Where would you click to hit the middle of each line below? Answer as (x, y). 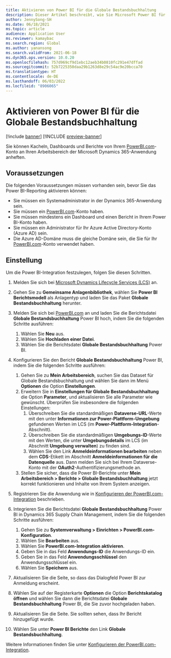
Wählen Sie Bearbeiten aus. (50, 541)
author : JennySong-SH (29, 19)
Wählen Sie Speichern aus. (49, 568)
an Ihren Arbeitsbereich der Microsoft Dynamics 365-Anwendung (88, 152)
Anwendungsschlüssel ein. (49, 562)
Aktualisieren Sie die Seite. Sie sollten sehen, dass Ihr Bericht (77, 614)
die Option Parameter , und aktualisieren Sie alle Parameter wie (87, 397)
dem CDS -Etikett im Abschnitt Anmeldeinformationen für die (93, 457)
